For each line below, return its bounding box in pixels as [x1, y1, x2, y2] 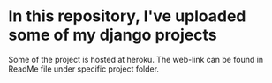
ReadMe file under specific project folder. [8, 64, 160, 74]
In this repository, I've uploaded [8, 6, 246, 26]
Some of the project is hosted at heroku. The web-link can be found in [8, 54, 264, 64]
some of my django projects [8, 25, 217, 45]
